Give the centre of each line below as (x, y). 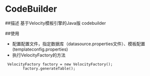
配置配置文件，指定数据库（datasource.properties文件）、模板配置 (79, 44)
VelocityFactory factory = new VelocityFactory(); (60, 64)
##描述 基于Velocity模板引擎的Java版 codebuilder (56, 23)
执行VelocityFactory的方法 (39, 55)
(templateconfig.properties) (40, 49)
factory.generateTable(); (49, 68)
